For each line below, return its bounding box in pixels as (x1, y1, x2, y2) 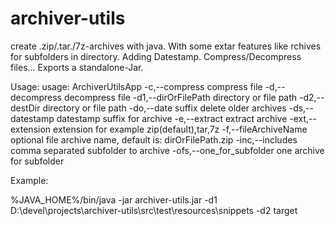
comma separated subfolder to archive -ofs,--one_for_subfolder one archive (10, 144, 325, 156)
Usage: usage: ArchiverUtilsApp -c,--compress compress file (10, 80, 263, 92)
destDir (10, 102, 41, 114)
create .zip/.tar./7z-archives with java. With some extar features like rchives (10, 40, 322, 52)
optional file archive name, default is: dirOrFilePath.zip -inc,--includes (10, 133, 298, 146)
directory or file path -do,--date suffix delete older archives (42, 102, 287, 114)
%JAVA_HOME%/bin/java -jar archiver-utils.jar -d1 (10, 193, 218, 206)
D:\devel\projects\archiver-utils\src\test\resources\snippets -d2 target (10, 204, 298, 216)
